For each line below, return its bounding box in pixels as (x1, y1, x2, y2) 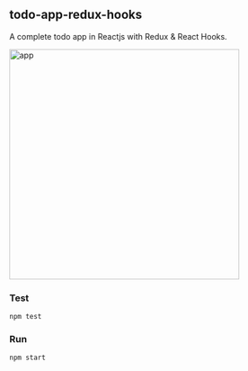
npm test (9, 312, 42, 321)
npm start (9, 353, 47, 363)
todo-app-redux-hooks (9, 7, 142, 23)
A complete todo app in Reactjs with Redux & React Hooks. (9, 31, 227, 41)
